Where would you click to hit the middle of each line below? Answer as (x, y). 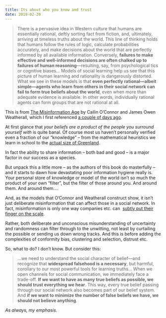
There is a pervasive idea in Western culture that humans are (80, 28)
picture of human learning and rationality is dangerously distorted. (85, 76)
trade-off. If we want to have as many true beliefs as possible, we (85, 279)
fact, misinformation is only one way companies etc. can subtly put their (79, 208)
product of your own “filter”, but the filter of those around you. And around (81, 183)
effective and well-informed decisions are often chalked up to (82, 60)
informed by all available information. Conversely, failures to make (85, 55)
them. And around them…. (32, 188)
